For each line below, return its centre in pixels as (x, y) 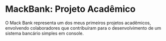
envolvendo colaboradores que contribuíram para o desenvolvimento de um (83, 28)
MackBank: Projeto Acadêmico (70, 9)
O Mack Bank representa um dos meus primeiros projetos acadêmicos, (78, 23)
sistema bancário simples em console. (44, 33)
